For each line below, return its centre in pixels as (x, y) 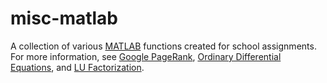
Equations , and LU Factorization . (77, 67)
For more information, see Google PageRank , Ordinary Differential (146, 56)
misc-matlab (64, 18)
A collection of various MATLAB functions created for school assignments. (163, 46)
